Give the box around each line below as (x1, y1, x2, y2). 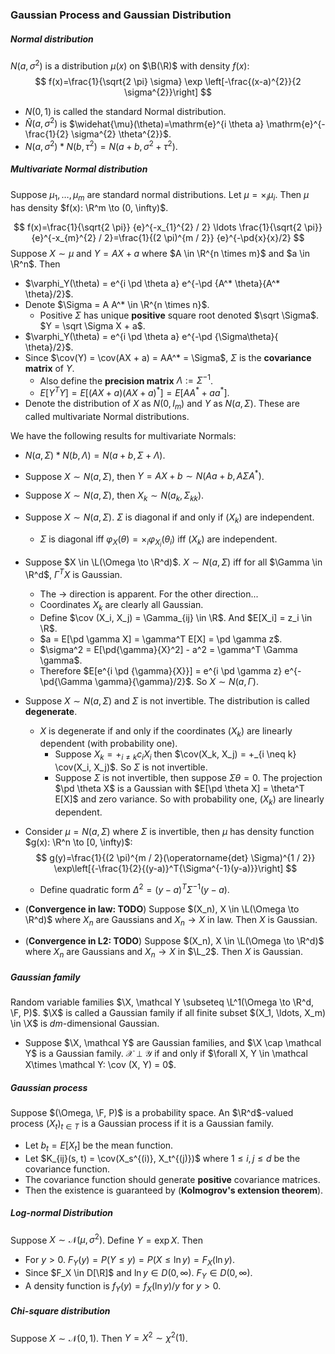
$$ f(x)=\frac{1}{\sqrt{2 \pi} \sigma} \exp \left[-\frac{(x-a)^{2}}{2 (34, 75, 302, 87)
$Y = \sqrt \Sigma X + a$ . (39, 319, 146, 332)
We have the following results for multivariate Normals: (10, 429, 237, 442)
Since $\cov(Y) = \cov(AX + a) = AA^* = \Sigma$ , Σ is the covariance (24, 351, 312, 363)
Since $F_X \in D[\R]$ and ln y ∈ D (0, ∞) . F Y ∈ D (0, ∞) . (24, 1267, 253, 1281)
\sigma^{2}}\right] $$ (124, 86, 212, 98)
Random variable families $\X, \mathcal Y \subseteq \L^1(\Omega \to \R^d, (10, 996, 315, 1008)
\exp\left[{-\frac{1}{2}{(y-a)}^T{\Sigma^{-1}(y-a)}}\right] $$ (53, 862, 298, 874)
